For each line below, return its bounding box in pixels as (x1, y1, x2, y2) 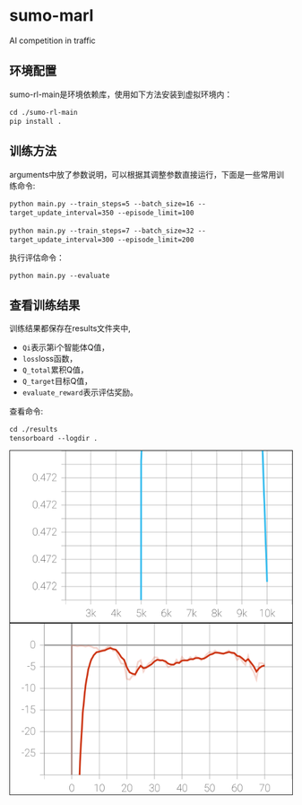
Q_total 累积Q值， (22, 364, 89, 375)
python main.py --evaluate (9, 271, 110, 280)
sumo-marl (9, 5, 94, 26)
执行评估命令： (9, 252, 65, 263)
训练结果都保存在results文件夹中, (9, 323, 132, 334)
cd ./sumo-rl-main (9, 108, 78, 117)
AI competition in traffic (9, 35, 96, 46)
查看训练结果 (9, 297, 81, 312)
